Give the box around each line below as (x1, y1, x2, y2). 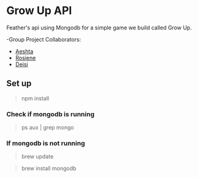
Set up (6, 78, 32, 89)
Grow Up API (6, 4, 72, 18)
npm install (21, 94, 50, 102)
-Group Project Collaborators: (6, 35, 82, 43)
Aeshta (15, 47, 34, 55)
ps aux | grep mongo (21, 124, 75, 132)
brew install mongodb (21, 165, 77, 172)
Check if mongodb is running (6, 109, 95, 118)
